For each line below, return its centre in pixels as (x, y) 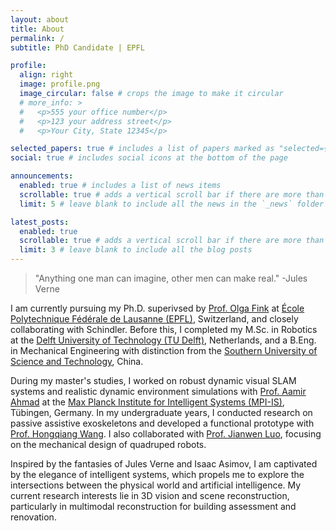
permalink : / (37, 38)
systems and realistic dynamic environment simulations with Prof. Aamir (158, 391)
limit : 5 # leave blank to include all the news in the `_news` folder (172, 204)
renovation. (33, 517)
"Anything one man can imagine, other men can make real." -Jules (171, 278)
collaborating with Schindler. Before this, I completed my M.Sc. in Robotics (164, 329)
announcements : (42, 176)
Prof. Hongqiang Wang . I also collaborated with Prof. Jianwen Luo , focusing (166, 434)
